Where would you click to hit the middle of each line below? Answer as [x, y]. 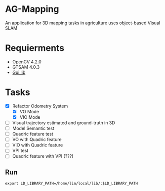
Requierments [35, 48]
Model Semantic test [33, 128]
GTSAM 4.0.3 [26, 67]
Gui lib [19, 72]
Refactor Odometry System [40, 106]
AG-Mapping [32, 9]
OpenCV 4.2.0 [27, 62]
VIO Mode [30, 117]
